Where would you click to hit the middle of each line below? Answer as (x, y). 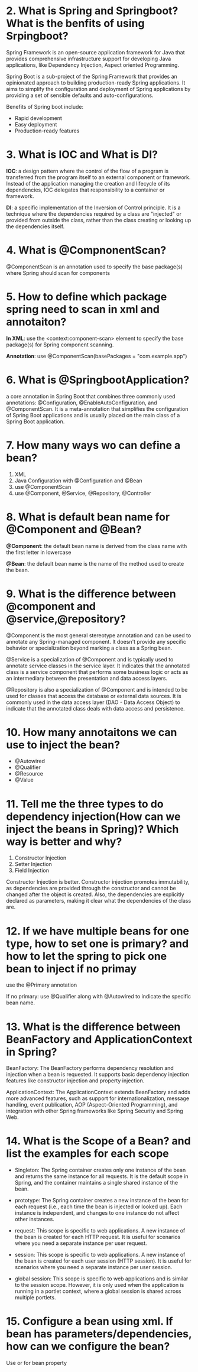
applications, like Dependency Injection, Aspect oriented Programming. (92, 65)
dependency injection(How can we (93, 816)
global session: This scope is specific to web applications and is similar (101, 1279)
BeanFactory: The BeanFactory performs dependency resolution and (90, 1068)
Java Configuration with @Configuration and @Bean (79, 481)
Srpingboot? (38, 36)
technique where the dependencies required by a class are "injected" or (94, 213)
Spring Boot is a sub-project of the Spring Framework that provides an (92, 76)
